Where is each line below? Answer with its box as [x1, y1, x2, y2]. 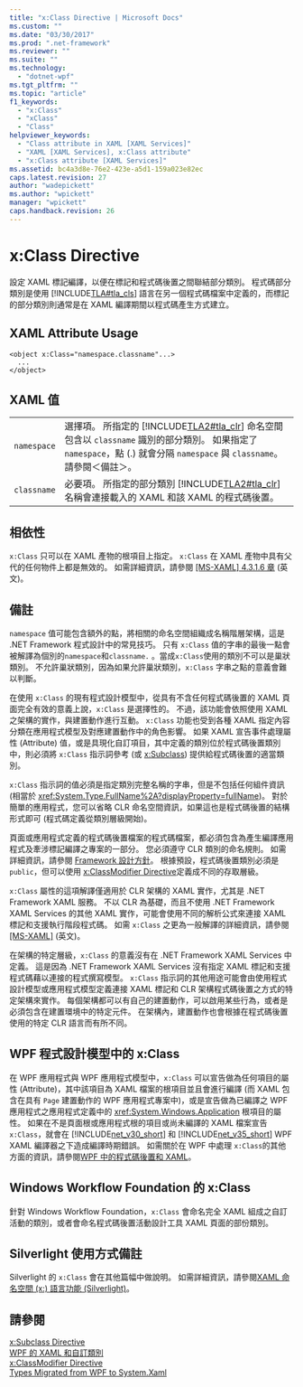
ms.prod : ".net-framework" [9, 38, 111, 48]
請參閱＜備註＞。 [64, 461, 137, 473]
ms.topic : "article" [9, 89, 87, 98]
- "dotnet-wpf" [17, 72, 75, 81]
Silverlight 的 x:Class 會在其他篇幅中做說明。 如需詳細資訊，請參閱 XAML [9, 1271, 280, 1283]
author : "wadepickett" [9, 182, 95, 191]
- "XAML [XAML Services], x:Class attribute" [17, 147, 192, 156]
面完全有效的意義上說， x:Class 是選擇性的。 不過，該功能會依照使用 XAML [9, 703, 289, 714]
